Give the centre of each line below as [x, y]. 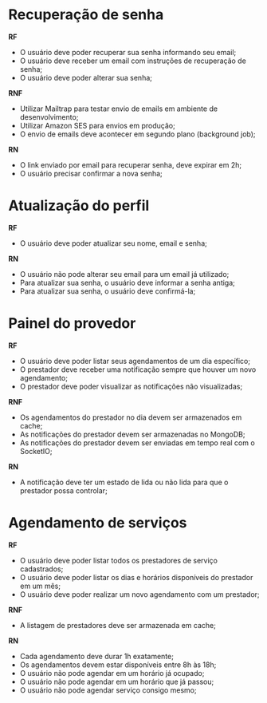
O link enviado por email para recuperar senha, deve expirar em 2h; [131, 164]
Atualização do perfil [79, 206]
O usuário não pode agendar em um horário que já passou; [117, 681]
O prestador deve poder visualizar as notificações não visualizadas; [131, 386]
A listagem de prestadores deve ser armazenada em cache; [118, 625]
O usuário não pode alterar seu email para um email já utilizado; [124, 274]
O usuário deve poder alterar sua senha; [86, 77]
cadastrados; [41, 569]
